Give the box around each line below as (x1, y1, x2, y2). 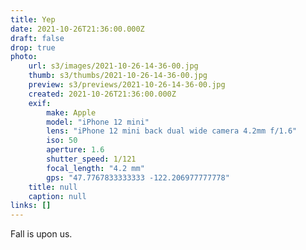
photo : (10, 52, 38, 62)
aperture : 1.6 (46, 145, 105, 155)
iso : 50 (46, 136, 78, 146)
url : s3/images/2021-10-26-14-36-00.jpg (28, 61, 199, 71)
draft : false (10, 33, 65, 43)
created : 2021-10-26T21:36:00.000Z (28, 89, 177, 99)
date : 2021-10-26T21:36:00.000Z (10, 24, 145, 34)
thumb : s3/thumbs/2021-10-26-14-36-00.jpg (28, 71, 208, 81)
